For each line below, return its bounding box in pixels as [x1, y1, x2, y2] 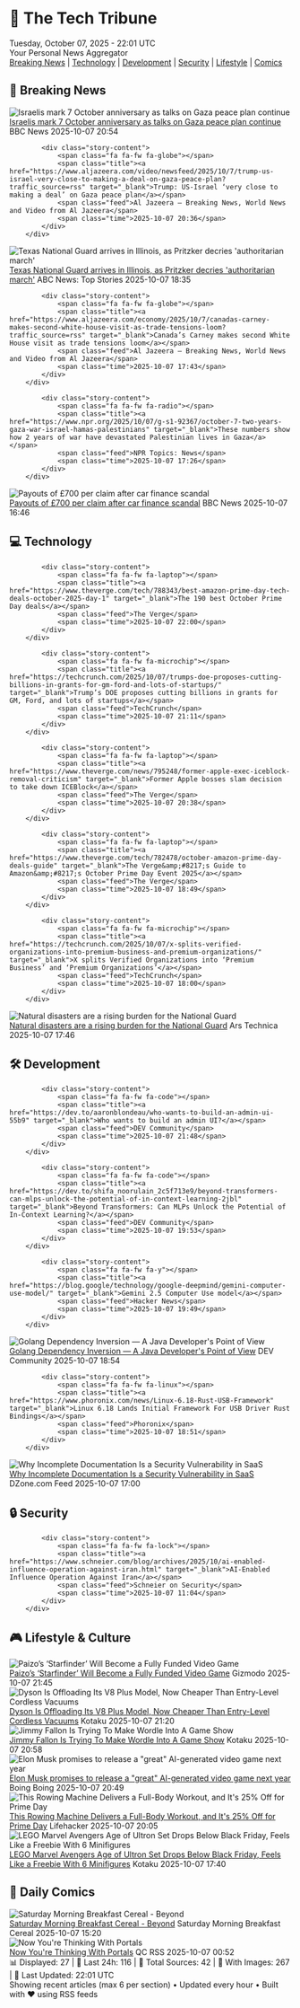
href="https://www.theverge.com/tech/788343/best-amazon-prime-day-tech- [9, 586, 291, 595]
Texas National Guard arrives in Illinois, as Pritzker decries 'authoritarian [9, 264, 275, 275]
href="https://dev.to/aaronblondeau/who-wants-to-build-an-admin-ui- [9, 1108, 275, 1117]
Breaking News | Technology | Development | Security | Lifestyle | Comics [9, 57, 283, 67]
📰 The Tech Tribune [9, 8, 158, 29]
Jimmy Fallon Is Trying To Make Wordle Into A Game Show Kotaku [9, 1735, 253, 1745]
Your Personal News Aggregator [9, 47, 128, 57]
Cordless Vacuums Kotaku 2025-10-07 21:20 [9, 1715, 175, 1726]
